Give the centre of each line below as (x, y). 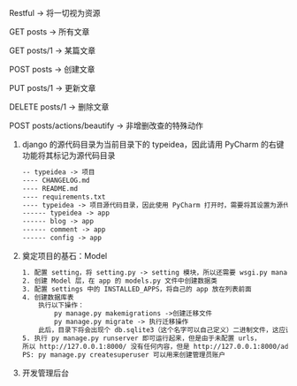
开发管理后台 (45, 373)
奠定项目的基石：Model (65, 255)
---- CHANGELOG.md (56, 180)
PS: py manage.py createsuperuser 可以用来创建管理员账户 (123, 355)
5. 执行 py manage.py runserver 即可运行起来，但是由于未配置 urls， (141, 338)
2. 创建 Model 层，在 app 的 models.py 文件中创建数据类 (120, 281)
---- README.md (50, 188)
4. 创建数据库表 (48, 297)
